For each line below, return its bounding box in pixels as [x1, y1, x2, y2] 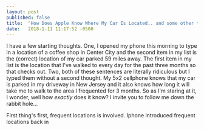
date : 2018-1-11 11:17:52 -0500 [6, 25, 94, 32]
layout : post [6, 8, 39, 15]
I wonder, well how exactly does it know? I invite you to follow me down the [6, 94, 194, 101]
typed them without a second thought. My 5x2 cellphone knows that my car [6, 74, 196, 82]
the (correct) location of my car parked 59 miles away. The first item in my [6, 55, 192, 62]
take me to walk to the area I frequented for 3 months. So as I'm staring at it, [6, 87, 197, 94]
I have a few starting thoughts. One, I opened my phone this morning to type [6, 42, 197, 50]
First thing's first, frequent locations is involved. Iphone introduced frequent [6, 112, 195, 119]
